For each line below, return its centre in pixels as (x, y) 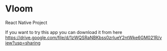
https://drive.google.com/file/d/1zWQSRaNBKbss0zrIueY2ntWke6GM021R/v (83, 37)
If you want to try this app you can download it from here (64, 32)
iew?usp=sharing (23, 42)
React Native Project (26, 22)
